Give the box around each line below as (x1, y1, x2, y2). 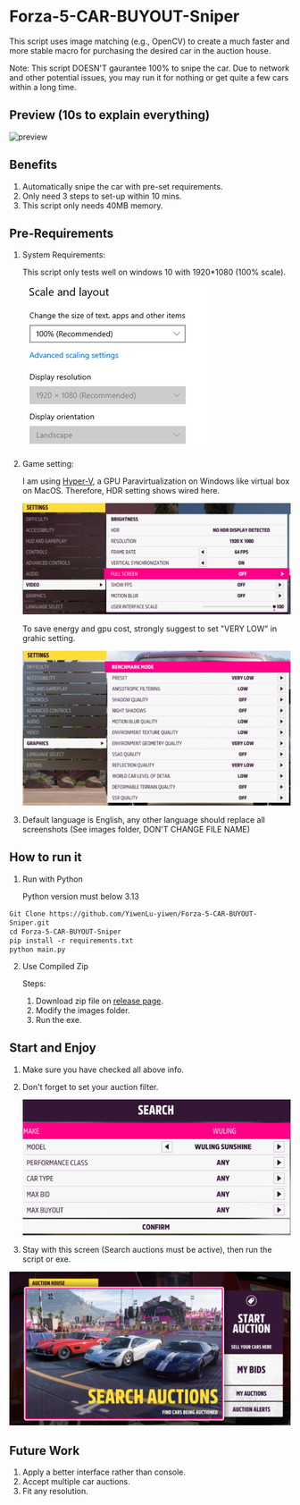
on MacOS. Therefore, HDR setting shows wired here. (21, 486, 221, 496)
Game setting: (21, 459, 74, 469)
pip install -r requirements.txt (9, 936, 134, 945)
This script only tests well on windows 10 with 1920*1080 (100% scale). (21, 266, 287, 278)
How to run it (9, 850, 82, 865)
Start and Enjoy (9, 1040, 96, 1056)
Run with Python (21, 874, 83, 884)
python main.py (9, 945, 66, 954)
